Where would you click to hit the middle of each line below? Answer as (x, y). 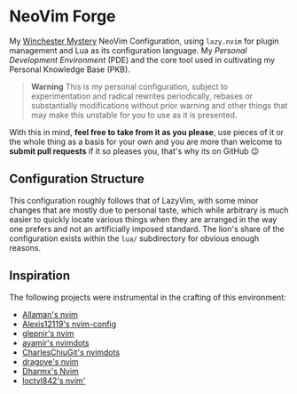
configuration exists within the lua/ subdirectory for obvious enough (134, 238)
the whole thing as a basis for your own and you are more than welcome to (145, 141)
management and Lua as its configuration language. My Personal (128, 50)
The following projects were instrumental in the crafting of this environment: (148, 297)
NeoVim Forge (63, 16)
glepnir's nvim (48, 333)
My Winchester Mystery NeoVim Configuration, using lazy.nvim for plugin (144, 41)
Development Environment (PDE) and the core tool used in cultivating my (142, 60)
